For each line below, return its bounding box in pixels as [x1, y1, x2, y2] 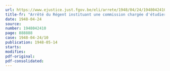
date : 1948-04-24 [5, 16, 42, 21]
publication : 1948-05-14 [5, 40, 58, 45]
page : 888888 [5, 30, 33, 35]
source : [5, 21, 22, 26]
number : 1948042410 [5, 26, 47, 31]
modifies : [5, 49, 26, 54]
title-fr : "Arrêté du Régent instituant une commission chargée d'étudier [5, 12, 166, 17]
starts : [5, 44, 22, 49]
